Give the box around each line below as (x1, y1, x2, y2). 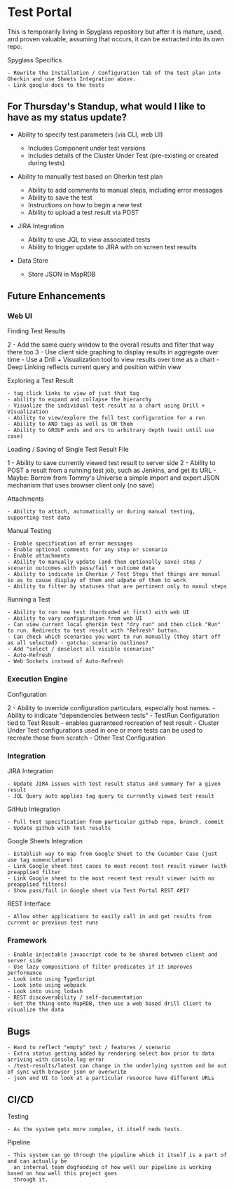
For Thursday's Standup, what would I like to (7, 101, 206, 113)
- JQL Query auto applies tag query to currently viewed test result (7, 793, 215, 800)
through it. (13, 1176, 49, 1183)
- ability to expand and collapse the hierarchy (7, 396, 152, 403)
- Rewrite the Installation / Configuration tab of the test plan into (7, 69, 221, 76)
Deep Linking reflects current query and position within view (7, 363, 182, 371)
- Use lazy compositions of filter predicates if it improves (7, 964, 193, 971)
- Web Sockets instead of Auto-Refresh (7, 658, 124, 665)
